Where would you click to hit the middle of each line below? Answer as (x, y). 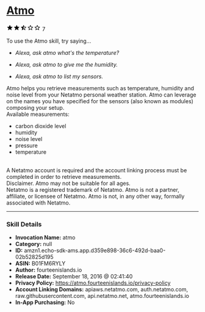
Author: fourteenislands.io (49, 270)
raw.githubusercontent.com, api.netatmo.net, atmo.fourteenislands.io (102, 296)
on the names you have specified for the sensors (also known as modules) (100, 101)
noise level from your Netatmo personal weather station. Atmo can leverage (101, 95)
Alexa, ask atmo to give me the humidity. (66, 64)
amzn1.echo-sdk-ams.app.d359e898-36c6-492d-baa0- (95, 250)
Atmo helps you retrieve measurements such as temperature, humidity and (100, 88)
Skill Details (24, 224)
